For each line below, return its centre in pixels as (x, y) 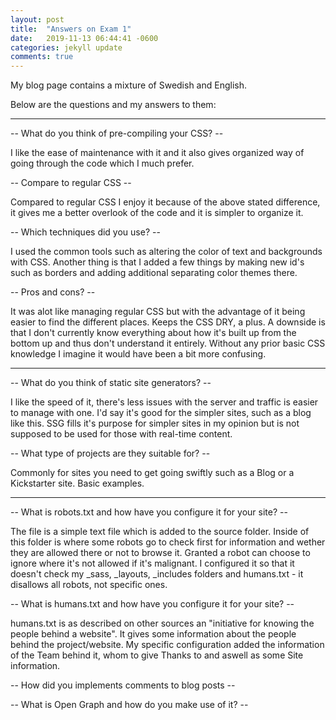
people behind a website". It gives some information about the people (153, 634)
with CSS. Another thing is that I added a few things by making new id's (157, 262)
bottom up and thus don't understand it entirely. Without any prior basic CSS (168, 343)
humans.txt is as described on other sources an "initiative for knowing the (162, 623)
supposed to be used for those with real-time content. (121, 434)
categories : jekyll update (66, 47)
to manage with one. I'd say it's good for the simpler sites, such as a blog (161, 413)
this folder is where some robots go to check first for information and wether (168, 542)
